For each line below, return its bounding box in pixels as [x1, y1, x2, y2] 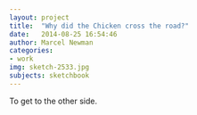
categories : [9, 46, 53, 55]
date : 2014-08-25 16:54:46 [9, 29, 118, 38]
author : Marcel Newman [9, 37, 94, 47]
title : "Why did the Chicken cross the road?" [9, 21, 190, 30]
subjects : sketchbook [9, 71, 90, 80]
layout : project [9, 12, 70, 22]
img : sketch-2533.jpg [9, 63, 90, 72]
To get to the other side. [9, 95, 98, 106]
